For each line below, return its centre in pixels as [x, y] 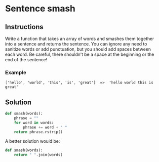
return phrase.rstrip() [39, 132]
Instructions [24, 27]
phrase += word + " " [45, 127]
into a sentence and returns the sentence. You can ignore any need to [76, 44]
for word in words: [34, 122]
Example [16, 72]
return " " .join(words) [39, 155]
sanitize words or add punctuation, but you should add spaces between [78, 49]
